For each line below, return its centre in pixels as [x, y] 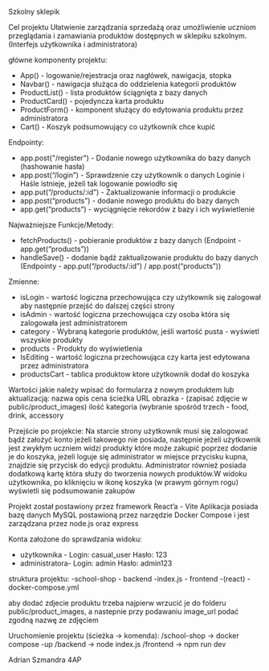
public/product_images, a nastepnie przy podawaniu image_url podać [124, 611]
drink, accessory [36, 415]
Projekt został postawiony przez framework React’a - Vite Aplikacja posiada [133, 506]
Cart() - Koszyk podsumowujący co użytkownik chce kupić [118, 127]
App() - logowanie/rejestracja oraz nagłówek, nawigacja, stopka [126, 75]
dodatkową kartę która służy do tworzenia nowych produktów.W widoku [128, 473]
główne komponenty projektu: [58, 60]
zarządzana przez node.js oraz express [73, 523]
